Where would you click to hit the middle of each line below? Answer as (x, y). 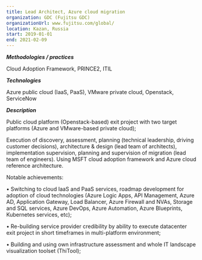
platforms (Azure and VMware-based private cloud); (71, 128)
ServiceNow (22, 98)
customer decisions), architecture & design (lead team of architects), (92, 146)
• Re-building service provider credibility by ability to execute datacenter (97, 226)
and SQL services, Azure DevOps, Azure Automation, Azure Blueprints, (94, 208)
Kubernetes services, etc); (39, 214)
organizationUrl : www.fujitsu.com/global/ (60, 23)
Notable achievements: (35, 177)
